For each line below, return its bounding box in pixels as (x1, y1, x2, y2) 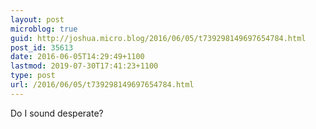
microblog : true (10, 24, 78, 34)
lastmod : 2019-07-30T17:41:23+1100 (10, 61, 159, 71)
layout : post (10, 14, 65, 25)
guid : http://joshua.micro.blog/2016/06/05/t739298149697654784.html (10, 33, 307, 43)
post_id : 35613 (10, 42, 74, 53)
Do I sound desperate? (10, 107, 104, 119)
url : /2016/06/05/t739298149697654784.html (10, 80, 195, 90)
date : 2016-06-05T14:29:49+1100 (10, 52, 145, 62)
